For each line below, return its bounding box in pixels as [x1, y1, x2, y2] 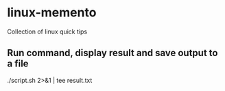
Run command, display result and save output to [7, 47, 218, 59]
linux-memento [7, 5, 97, 21]
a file [7, 58, 29, 70]
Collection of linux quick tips [7, 27, 88, 36]
